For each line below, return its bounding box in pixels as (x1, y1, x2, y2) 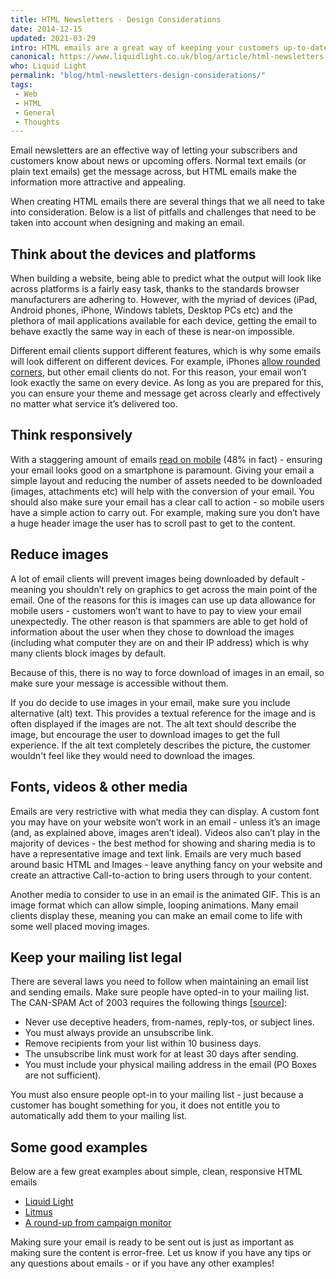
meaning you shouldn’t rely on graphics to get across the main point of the (10, 583, 318, 595)
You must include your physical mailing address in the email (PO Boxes (24, 1059, 317, 1071)
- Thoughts (14, 117, 60, 127)
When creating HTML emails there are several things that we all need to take (10, 196, 325, 208)
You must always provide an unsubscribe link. (24, 1027, 214, 1039)
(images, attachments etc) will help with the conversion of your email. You (10, 485, 315, 497)
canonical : (10, 52, 56, 62)
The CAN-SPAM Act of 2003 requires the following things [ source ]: (10, 997, 288, 1009)
